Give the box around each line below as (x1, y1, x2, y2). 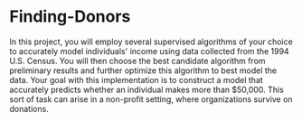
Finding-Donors (9, 6, 131, 27)
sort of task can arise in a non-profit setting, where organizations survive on (9, 93, 293, 105)
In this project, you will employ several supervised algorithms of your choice (9, 36, 294, 47)
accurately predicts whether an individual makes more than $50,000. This (9, 84, 285, 95)
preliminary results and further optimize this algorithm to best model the (9, 65, 278, 76)
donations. (9, 103, 50, 114)
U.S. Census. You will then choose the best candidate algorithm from (9, 55, 266, 66)
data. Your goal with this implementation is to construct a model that (9, 74, 264, 85)
